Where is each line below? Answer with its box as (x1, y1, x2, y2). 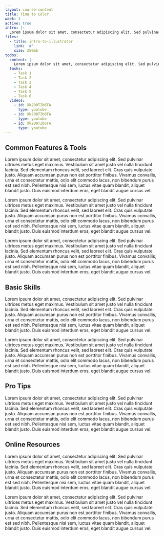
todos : (5, 52, 19, 58)
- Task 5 (14, 89, 32, 94)
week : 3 (5, 16, 21, 21)
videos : (9, 98, 25, 103)
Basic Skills (5, 283, 41, 291)
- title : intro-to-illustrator (9, 39, 73, 44)
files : (5, 35, 19, 40)
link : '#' (14, 44, 34, 48)
